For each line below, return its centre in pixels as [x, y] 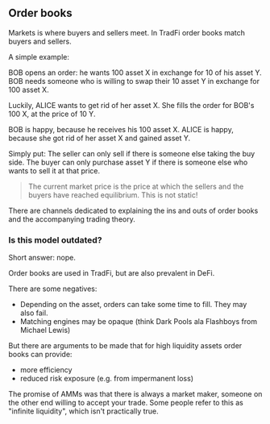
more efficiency [46, 370]
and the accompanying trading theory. [72, 219]
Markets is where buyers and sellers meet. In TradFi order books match [127, 32]
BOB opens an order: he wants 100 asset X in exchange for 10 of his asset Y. [135, 73]
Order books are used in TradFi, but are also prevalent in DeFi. [112, 273]
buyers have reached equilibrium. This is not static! [113, 195]
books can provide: [40, 355]
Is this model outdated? [55, 239]
